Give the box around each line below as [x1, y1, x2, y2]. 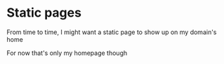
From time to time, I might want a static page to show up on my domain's [6, 28, 217, 36]
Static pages [6, 5, 82, 21]
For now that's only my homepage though [6, 49, 128, 57]
